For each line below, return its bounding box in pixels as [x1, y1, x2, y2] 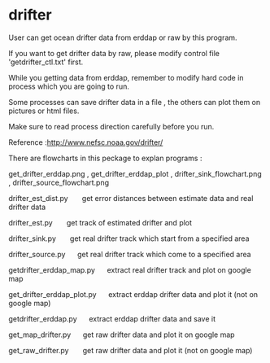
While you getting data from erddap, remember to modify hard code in [8, 72, 244, 82]
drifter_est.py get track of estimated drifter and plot [8, 217, 193, 227]
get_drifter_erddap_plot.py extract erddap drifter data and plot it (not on [8, 289, 259, 299]
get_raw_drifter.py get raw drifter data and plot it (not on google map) [8, 345, 253, 355]
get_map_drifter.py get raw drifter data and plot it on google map [8, 330, 235, 339]
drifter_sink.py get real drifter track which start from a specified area [8, 234, 250, 243]
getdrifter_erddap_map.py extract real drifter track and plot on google [8, 265, 252, 274]
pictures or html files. [8, 106, 80, 116]
